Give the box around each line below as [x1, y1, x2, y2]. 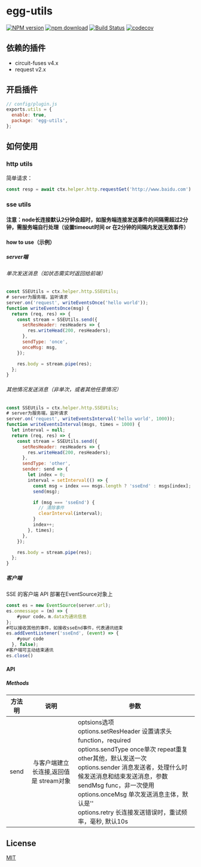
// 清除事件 [38, 505, 65, 511]
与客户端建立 [32, 759, 69, 767]
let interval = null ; [11, 427, 66, 433]
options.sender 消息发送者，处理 [77, 763, 170, 771]
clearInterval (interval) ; [38, 511, 103, 517]
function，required [77, 736, 131, 744]
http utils [6, 160, 33, 168]
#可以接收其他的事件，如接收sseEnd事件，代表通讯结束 [6, 625, 123, 631]
